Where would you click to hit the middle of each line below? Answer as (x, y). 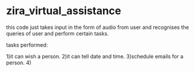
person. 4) (19, 63)
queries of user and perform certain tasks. (57, 33)
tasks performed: (27, 45)
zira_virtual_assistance (64, 11)
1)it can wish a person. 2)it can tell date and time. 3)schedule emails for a (95, 56)
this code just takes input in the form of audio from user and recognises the (98, 27)
